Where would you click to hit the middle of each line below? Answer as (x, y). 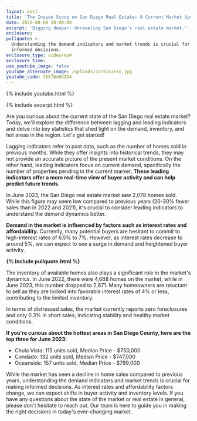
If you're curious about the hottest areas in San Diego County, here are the (98, 333)
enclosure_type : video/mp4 (39, 55)
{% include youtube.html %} (40, 94)
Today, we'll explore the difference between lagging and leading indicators (96, 123)
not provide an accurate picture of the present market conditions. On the (94, 159)
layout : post (22, 11)
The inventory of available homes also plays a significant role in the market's (98, 273)
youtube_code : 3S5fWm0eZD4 (39, 77)
